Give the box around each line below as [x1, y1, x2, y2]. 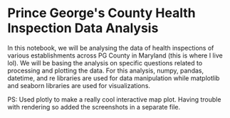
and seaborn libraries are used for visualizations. [7, 81, 151, 90]
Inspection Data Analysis [7, 20, 159, 36]
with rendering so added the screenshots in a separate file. [7, 102, 181, 111]
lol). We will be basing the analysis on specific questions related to [7, 58, 203, 67]
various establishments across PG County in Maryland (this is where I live [7, 51, 223, 60]
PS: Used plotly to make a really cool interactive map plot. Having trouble [7, 95, 221, 104]
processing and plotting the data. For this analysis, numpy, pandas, [7, 66, 204, 75]
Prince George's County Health [7, 5, 196, 21]
